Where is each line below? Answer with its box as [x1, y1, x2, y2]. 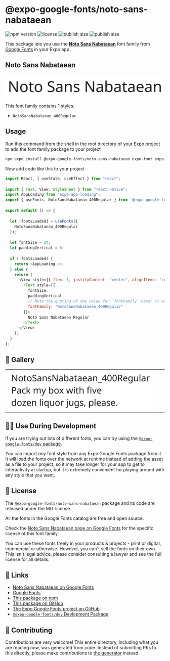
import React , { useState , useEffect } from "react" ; [5, 176, 121, 181]
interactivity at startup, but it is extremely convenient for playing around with [5, 466, 164, 472]
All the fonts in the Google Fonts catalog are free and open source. [5, 515, 144, 521]
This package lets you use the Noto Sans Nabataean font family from [5, 40, 150, 47]
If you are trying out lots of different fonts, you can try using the [5, 435, 138, 441]
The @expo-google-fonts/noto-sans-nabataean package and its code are [5, 500, 155, 506]
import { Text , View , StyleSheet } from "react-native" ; [5, 187, 128, 192]
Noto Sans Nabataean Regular [27, 315, 90, 320]
